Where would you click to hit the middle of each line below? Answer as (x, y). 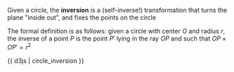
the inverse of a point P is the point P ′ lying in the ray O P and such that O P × (117, 38)
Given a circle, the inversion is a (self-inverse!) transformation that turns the (117, 10)
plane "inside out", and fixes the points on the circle (82, 17)
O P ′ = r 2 (19, 46)
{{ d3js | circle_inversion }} (46, 60)
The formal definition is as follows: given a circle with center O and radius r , (116, 31)
